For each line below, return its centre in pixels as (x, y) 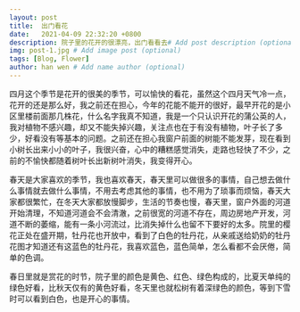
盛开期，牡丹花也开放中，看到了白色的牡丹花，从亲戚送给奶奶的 (157, 235)
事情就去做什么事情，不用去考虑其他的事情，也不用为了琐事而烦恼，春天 (150, 190)
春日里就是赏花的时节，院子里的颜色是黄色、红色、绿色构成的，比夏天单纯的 (150, 276)
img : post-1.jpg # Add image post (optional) (95, 51)
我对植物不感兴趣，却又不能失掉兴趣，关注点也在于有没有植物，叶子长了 (142, 127)
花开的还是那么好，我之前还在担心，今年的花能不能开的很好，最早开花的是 (146, 104)
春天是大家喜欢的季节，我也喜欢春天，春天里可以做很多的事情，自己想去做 (146, 179)
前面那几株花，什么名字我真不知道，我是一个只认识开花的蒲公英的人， (162, 116)
